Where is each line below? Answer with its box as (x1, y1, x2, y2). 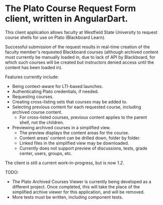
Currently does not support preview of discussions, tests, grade (19, 145, 147, 151)
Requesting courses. (12, 93, 54, 100)
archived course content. (12, 109, 63, 115)
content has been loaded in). (5, 64, 63, 70)
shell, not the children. (19, 120, 64, 125)
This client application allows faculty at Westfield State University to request (5, 29, 158, 35)
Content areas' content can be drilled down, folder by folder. (19, 135, 141, 141)
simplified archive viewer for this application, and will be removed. (12, 189, 145, 195)
